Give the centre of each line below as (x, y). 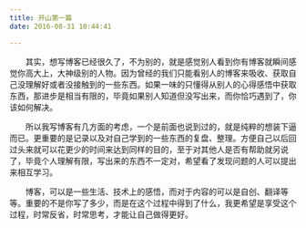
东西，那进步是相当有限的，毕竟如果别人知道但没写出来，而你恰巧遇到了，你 (153, 96)
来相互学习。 (33, 172)
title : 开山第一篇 (41, 18)
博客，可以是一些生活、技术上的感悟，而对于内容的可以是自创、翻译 (153, 192)
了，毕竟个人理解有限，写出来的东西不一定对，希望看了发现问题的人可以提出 (153, 161)
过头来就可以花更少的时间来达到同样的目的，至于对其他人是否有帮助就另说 (149, 149)
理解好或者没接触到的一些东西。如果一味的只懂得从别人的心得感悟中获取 (161, 84)
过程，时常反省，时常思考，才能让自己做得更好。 (101, 214)
